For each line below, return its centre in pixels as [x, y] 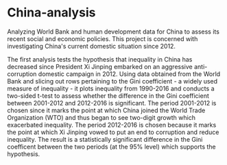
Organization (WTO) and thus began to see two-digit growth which [101, 117]
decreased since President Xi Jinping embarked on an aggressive [100, 66]
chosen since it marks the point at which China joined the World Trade [106, 110]
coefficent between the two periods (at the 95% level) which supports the [111, 147]
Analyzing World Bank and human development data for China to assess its [113, 31]
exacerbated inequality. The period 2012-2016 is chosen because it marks [112, 125]
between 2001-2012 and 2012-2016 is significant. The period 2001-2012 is [112, 103]
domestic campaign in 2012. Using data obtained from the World [129, 74]
